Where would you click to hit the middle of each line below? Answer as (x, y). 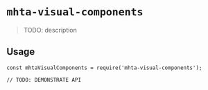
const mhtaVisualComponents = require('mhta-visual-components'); (104, 68)
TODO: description (50, 30)
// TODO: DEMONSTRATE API (44, 80)
